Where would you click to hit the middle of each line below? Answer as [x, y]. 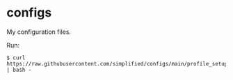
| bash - [19, 70]
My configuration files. [39, 32]
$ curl [16, 58]
